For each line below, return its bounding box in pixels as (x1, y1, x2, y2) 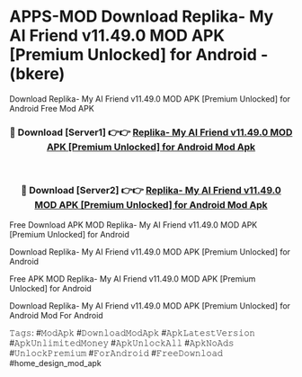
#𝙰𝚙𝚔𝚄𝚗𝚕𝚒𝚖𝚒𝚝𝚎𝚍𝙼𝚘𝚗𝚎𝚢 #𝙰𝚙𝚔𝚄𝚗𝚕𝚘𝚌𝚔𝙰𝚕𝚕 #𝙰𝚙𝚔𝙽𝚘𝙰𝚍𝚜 (9, 337, 235, 348)
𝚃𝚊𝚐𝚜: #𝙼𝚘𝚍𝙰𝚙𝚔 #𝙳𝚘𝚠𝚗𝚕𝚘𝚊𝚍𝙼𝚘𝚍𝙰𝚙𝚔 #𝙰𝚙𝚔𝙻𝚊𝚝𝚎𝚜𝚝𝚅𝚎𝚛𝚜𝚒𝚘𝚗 (9, 327, 256, 338)
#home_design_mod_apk (9, 357, 102, 368)
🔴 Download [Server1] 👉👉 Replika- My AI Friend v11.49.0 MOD (9, 126, 293, 139)
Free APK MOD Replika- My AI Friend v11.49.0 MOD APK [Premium (9, 273, 256, 284)
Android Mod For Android (9, 310, 103, 320)
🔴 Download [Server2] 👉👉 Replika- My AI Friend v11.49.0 (21, 184, 281, 197)
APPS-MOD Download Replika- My (9, 6, 274, 27)
